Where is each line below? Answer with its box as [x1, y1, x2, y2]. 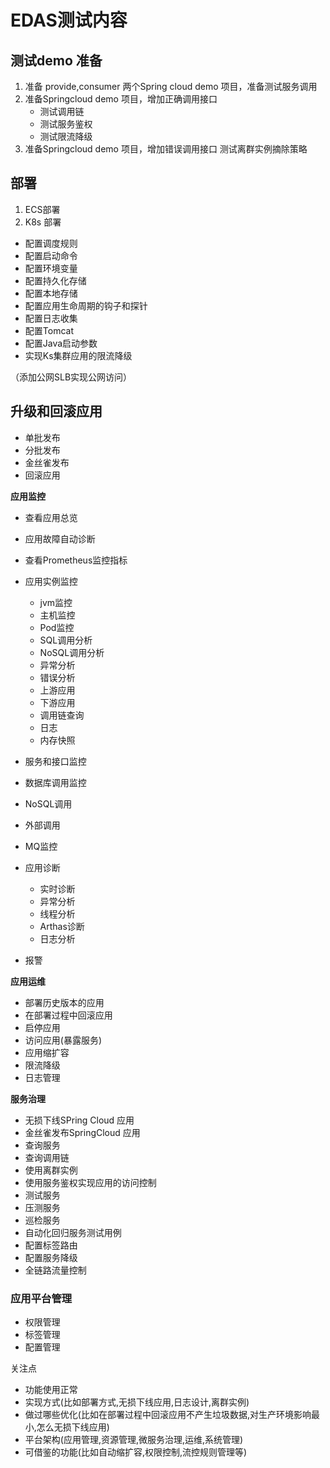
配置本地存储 [24, 287, 78, 299]
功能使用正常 [24, 1383, 78, 1395]
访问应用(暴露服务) [24, 1034, 103, 1046]
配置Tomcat [24, 324, 74, 336]
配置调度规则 [24, 237, 78, 249]
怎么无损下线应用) [36, 1421, 110, 1433]
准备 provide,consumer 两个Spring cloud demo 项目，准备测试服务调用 [24, 81, 318, 92]
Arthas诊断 [39, 920, 85, 932]
